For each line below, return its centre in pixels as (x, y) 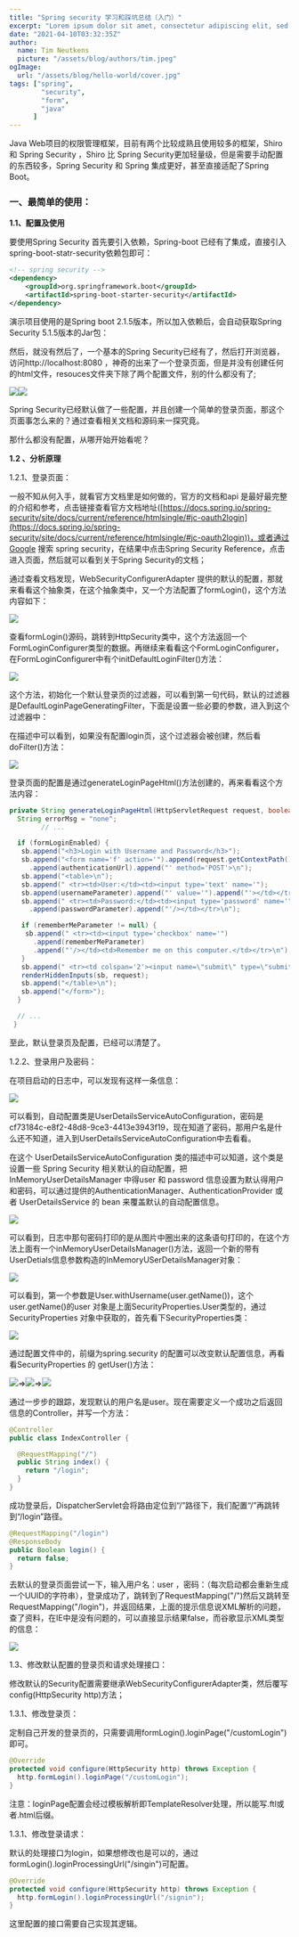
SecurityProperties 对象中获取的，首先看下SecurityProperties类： (130, 1317)
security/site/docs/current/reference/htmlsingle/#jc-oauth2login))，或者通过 (149, 537)
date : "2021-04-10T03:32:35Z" (65, 34)
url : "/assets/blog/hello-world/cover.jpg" (99, 76)
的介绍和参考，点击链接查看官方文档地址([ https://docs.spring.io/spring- (140, 507)
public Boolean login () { (57, 1550)
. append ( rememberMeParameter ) (89, 942)
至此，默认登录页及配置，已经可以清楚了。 (87, 1042)
